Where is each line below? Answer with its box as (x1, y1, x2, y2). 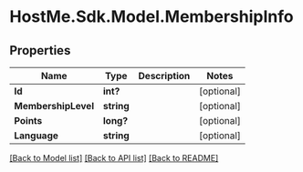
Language (14, 129, 59, 142)
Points (14, 115, 43, 126)
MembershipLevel (14, 100, 94, 112)
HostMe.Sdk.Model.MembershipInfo (9, 6, 294, 27)
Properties (9, 43, 71, 58)
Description (138, 70, 191, 82)
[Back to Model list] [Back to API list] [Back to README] (9, 153, 219, 163)
